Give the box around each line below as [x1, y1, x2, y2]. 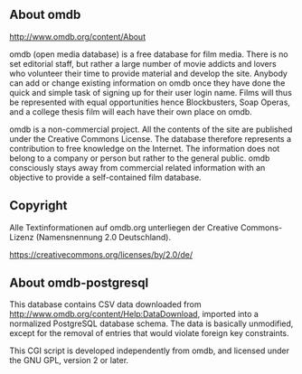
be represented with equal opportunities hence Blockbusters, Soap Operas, [9, 97, 291, 108]
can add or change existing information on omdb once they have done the [9, 77, 286, 89]
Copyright [9, 198, 68, 213]
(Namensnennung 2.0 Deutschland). [35, 231, 172, 242]
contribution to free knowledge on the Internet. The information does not [9, 143, 280, 154]
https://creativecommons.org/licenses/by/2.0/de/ [9, 248, 193, 260]
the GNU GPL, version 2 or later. [9, 355, 129, 366]
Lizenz [9, 231, 34, 242]
